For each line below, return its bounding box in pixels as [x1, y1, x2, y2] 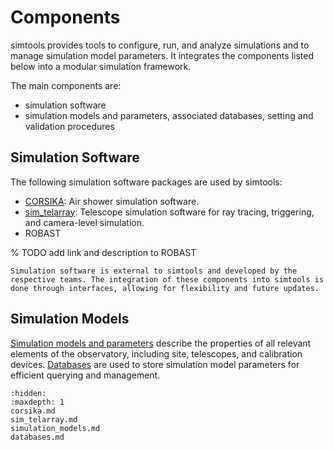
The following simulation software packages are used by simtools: [10, 176, 283, 188]
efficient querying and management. [10, 369, 161, 381]
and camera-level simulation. [24, 216, 145, 228]
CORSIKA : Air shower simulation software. [24, 195, 200, 207]
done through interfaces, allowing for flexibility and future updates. [10, 283, 320, 293]
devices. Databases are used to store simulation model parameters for [10, 358, 300, 370]
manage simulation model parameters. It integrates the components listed [10, 49, 314, 61]
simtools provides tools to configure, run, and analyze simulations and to [10, 39, 310, 51]
